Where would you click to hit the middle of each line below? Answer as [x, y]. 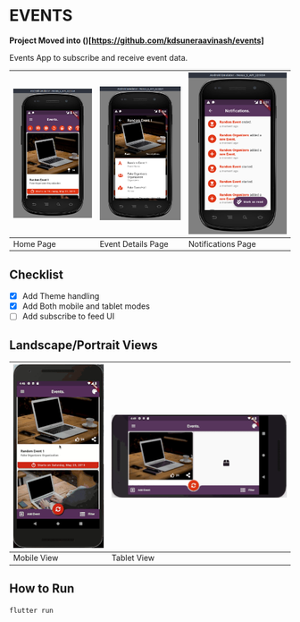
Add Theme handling [61, 296]
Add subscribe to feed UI [68, 316]
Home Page [34, 243]
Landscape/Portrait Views [83, 345]
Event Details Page [134, 243]
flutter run [31, 610]
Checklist [37, 274]
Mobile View [36, 558]
